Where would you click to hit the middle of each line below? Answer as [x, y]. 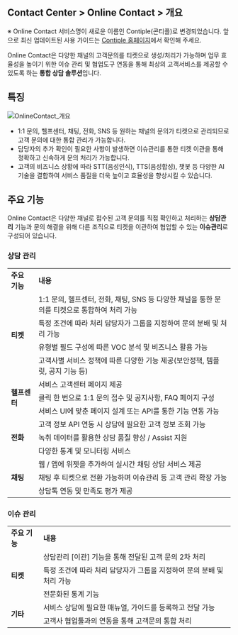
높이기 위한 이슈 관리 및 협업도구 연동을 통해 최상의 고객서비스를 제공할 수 [127, 64]
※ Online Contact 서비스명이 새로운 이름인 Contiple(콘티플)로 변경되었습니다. [114, 31]
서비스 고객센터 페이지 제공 [80, 384]
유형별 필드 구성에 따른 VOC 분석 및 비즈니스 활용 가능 [123, 347]
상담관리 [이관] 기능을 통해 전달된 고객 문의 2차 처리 [124, 557]
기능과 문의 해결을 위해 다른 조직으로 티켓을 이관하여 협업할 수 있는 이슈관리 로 [121, 227]
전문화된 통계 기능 [71, 595]
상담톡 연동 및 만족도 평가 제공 [85, 490]
